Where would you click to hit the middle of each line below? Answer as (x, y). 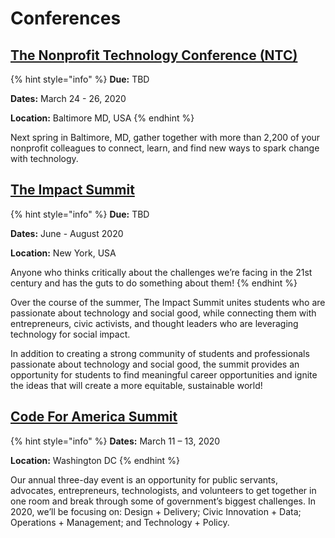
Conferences (66, 18)
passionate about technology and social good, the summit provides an (155, 364)
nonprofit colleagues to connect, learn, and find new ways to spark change (165, 148)
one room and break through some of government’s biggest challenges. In (163, 501)
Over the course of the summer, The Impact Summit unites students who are (168, 302)
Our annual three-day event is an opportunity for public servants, (144, 479)
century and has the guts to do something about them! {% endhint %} (154, 283)
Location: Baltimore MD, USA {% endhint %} (102, 118)
